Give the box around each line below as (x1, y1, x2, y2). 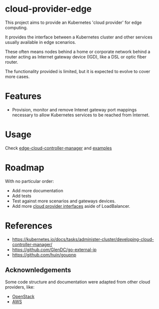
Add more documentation (12, 187, 64, 193)
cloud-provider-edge (5, 3, 92, 15)
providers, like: (5, 284, 35, 290)
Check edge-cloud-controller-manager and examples (5, 145, 112, 151)
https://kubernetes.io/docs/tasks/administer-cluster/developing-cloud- (12, 236, 154, 242)
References (5, 220, 52, 231)
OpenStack (12, 293, 35, 299)
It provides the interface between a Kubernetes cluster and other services (5, 34, 153, 40)
